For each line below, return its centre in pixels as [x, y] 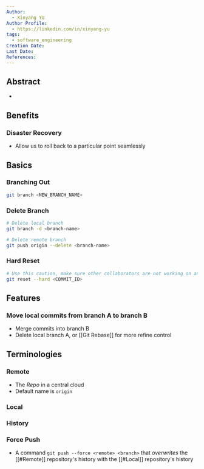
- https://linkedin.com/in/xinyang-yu [61, 29]
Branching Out [28, 182]
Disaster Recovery [34, 132]
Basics [19, 165]
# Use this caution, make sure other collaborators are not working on [99, 273]
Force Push [23, 439]
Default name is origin [44, 391]
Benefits [23, 115]
